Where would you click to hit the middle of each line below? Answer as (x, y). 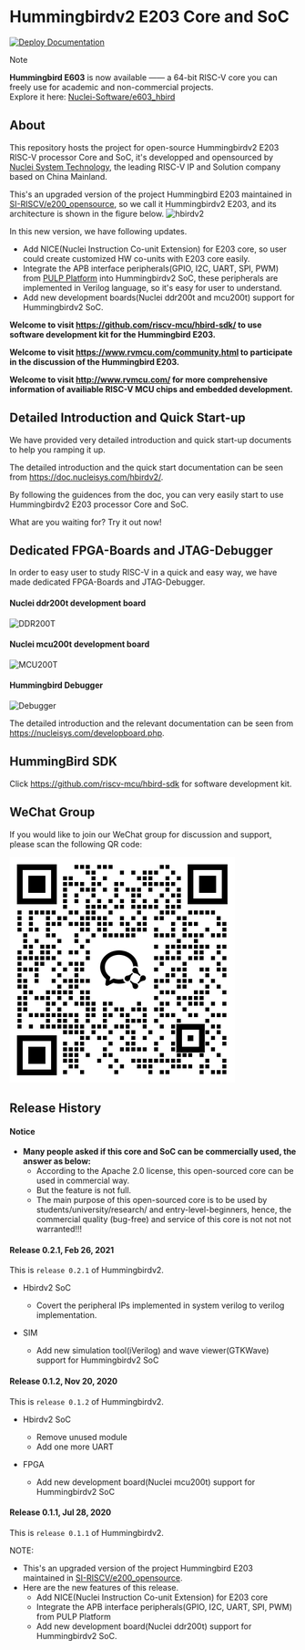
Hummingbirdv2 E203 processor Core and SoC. (99, 504)
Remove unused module (81, 1437)
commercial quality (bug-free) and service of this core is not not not (163, 1219)
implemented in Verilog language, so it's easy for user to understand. (152, 287)
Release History (56, 1108)
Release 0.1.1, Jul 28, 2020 (61, 1512)
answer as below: (56, 1161)
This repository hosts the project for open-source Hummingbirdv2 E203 (144, 147)
